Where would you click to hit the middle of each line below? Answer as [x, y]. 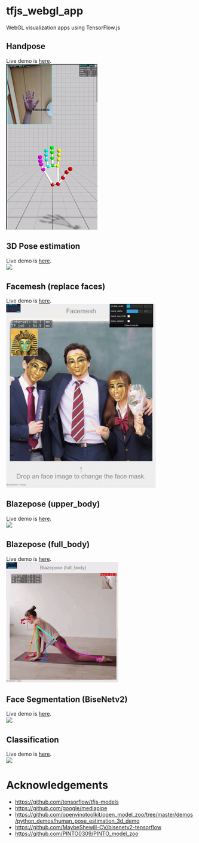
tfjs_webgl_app [45, 11]
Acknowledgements [57, 785]
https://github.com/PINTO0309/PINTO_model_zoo [76, 833]
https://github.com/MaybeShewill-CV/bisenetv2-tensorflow [88, 827]
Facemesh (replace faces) [56, 286]
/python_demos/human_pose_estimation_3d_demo [77, 821]
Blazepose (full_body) [48, 544]
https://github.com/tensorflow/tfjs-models [67, 802]
